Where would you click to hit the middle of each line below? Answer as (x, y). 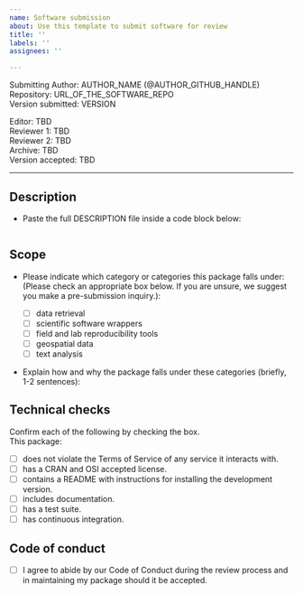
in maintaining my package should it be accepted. (115, 580)
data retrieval (60, 313)
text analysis (59, 354)
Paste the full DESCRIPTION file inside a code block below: (132, 218)
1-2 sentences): (51, 382)
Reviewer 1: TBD (40, 131)
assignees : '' (36, 51)
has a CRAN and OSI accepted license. (94, 469)
